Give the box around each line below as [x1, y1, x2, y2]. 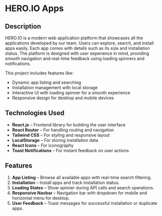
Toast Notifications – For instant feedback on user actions [12, 147, 129, 153]
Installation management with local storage [12, 85, 98, 90]
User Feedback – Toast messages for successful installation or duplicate [12, 200, 158, 206]
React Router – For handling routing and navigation [12, 127, 114, 133]
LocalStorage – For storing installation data [12, 137, 98, 143]
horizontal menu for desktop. [12, 195, 70, 201]
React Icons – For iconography [12, 142, 74, 148]
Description [5, 22, 41, 31]
